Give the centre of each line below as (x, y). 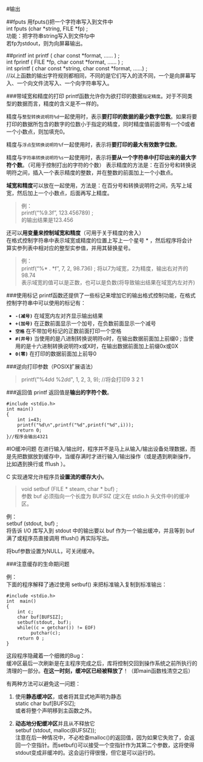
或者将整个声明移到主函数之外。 (55, 710)
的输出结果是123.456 (47, 220)
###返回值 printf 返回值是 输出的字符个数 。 (59, 392)
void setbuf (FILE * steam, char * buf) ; (69, 489)
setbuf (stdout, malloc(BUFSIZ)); (55, 730)
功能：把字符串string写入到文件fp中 (51, 36)
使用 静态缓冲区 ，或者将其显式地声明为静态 (68, 697)
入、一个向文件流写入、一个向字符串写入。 (59, 83)
